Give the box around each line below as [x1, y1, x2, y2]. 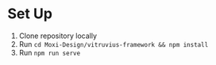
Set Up [7, 5, 53, 23]
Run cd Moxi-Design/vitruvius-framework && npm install [18, 39, 209, 48]
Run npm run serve [18, 48, 81, 57]
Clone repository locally [18, 31, 97, 40]
